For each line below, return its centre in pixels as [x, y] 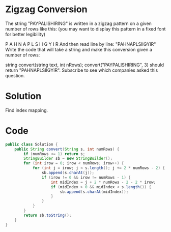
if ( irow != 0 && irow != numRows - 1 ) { [86, 177]
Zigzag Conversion [46, 9]
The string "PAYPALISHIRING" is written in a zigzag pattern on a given [78, 23]
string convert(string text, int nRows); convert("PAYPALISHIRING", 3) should [85, 65]
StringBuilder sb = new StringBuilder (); [68, 159]
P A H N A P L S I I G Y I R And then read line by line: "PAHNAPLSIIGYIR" [81, 44]
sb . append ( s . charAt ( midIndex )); [94, 192]
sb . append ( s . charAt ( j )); [68, 173]
